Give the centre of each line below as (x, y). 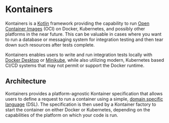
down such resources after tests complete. (50, 45)
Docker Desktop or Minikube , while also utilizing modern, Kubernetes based (85, 60)
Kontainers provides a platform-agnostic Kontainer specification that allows (84, 93)
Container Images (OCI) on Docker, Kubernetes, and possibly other (75, 28)
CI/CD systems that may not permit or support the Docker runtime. (75, 65)
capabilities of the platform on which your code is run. (62, 115)
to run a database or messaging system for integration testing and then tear (84, 39)
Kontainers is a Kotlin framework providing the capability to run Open (77, 23)
